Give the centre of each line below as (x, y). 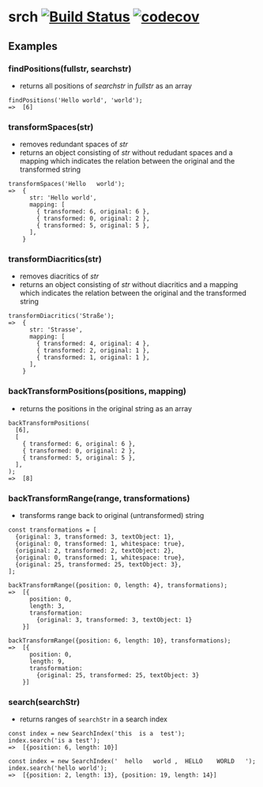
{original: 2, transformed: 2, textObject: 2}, (95, 551)
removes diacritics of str (59, 276)
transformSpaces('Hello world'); (67, 184)
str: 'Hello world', (63, 198)
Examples (33, 46)
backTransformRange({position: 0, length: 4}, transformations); (118, 585)
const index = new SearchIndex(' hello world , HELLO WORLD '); (132, 762)
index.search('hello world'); (58, 768)
